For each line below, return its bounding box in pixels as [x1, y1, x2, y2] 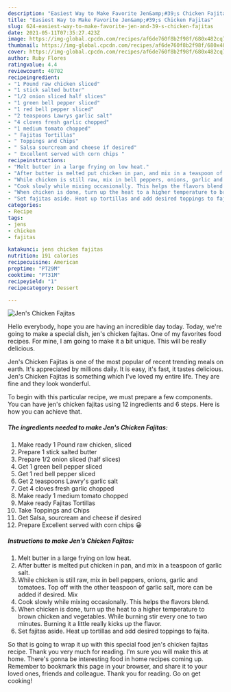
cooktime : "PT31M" [8, 271, 60, 278]
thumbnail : [8, 42, 39, 49]
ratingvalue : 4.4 [8, 61, 58, 68]
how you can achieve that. [8, 408, 82, 416]
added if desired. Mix [17, 590, 78, 599]
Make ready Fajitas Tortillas [17, 499, 95, 507]
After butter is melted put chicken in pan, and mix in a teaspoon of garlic [17, 561, 222, 570]
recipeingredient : [8, 74, 60, 81]
